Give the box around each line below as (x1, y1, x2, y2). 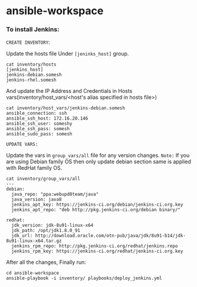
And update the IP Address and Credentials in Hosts (6, 88, 133, 95)
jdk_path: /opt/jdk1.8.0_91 (11, 228, 81, 234)
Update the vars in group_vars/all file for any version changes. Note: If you (6, 152, 190, 159)
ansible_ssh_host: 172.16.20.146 (6, 115, 88, 122)
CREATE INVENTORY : (6, 38, 50, 46)
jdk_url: (11, 233, 33, 239)
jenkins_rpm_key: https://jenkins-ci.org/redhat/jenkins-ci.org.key (11, 249, 183, 254)
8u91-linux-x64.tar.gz (6, 238, 62, 244)
